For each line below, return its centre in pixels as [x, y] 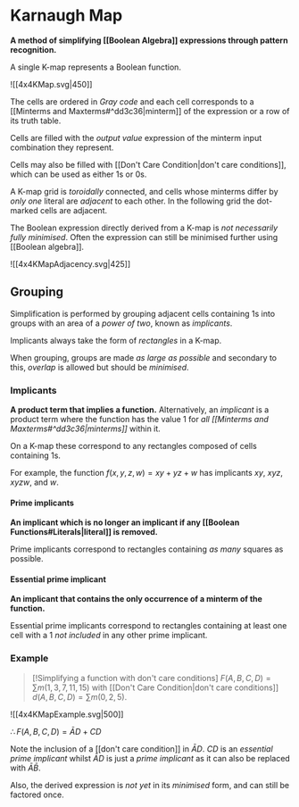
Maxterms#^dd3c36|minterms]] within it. [86, 428]
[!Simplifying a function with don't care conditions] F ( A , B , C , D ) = [151, 678]
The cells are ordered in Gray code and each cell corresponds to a [132, 101]
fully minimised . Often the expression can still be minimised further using [144, 237]
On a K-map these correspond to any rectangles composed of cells [133, 446]
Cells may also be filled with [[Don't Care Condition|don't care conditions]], [148, 164]
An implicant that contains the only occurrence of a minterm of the [136, 599]
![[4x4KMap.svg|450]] [51, 84]
